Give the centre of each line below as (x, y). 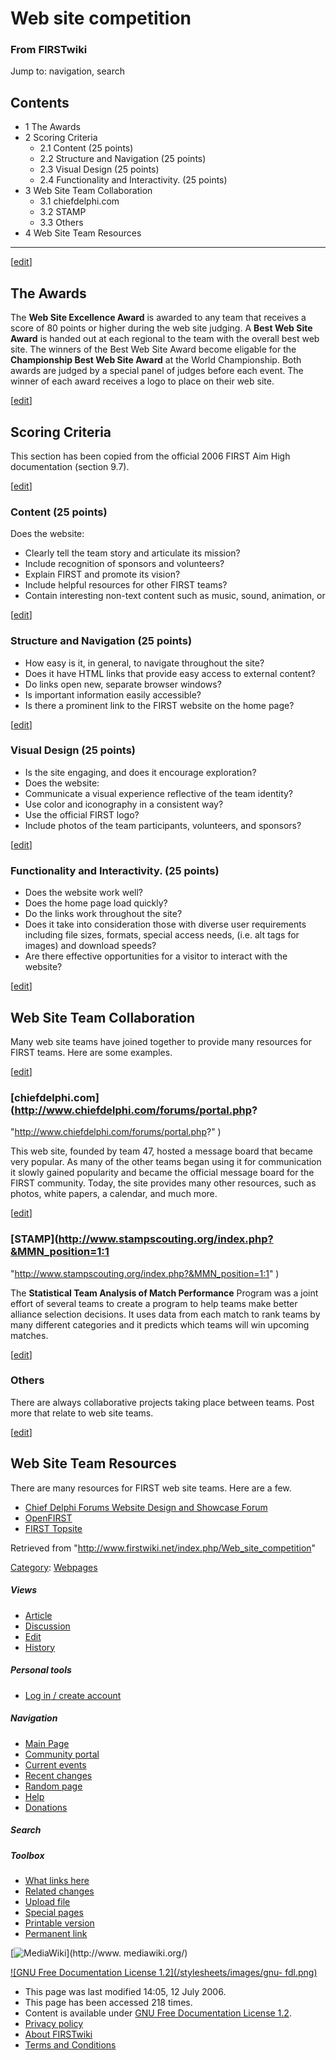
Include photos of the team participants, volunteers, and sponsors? (163, 825)
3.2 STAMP (63, 212)
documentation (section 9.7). (70, 466)
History (40, 1647)
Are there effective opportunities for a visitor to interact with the (156, 956)
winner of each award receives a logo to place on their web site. (142, 381)
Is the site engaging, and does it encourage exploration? (140, 772)
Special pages (54, 1912)
